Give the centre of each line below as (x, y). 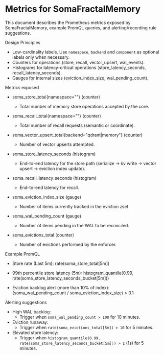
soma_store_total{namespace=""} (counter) (56, 97)
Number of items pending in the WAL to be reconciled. (74, 225)
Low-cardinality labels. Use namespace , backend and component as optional (85, 52)
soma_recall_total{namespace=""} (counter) (57, 116)
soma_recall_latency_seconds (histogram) (54, 178)
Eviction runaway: (30, 322)
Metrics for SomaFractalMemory (73, 9)
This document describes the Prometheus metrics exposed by (68, 23)
